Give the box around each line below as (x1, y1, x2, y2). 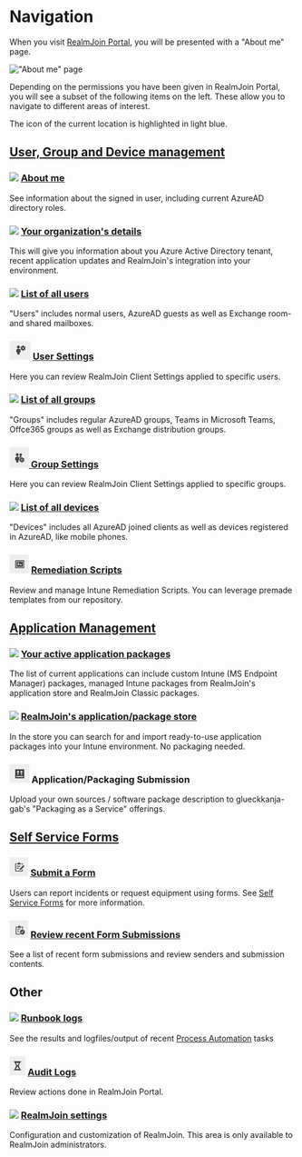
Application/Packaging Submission (31, 773, 190, 785)
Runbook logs (20, 1012, 83, 1024)
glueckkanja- (235, 793, 286, 804)
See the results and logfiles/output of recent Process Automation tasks (9, 1032, 275, 1043)
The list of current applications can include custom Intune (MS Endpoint (9, 668, 278, 679)
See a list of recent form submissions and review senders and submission (9, 948, 285, 960)
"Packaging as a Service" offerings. (32, 803, 166, 814)
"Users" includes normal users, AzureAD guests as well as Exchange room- (9, 308, 292, 319)
